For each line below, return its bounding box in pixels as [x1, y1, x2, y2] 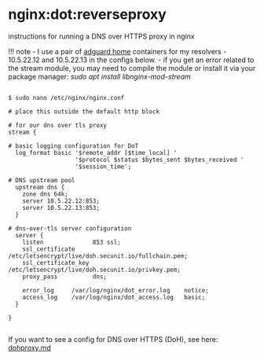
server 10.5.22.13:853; [22, 204, 101, 211]
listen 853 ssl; [22, 238, 122, 246]
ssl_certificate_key [22, 259, 90, 266]
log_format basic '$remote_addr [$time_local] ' [15, 149, 178, 156]
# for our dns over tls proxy [8, 121, 108, 129]
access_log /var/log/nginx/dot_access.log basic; [22, 293, 206, 301]
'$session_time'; [75, 163, 132, 171]
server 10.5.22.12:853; [22, 197, 101, 205]
